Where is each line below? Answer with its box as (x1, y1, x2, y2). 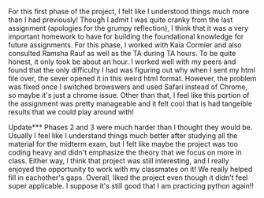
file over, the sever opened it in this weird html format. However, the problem (8, 74, 257, 83)
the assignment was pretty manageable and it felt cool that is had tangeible (8, 99, 253, 108)
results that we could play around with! (8, 107, 134, 117)
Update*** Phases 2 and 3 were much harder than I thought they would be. (8, 122, 253, 132)
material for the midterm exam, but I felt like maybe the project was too (8, 140, 239, 148)
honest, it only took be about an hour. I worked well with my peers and (8, 57, 236, 66)
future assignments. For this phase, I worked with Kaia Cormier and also (8, 40, 242, 50)
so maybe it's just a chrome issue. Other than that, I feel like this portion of (8, 91, 250, 99)
